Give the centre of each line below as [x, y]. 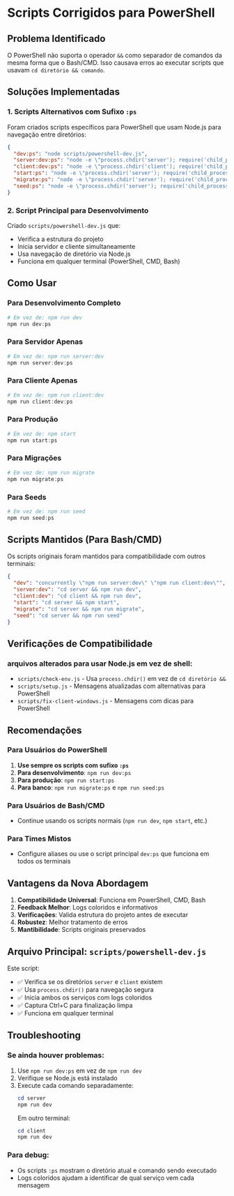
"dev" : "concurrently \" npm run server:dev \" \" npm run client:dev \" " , [120, 583]
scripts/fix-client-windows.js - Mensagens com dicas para [105, 701]
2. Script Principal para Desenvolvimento [78, 210]
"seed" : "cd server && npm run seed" [68, 615]
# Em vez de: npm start [42, 434]
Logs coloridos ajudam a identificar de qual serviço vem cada [106, 1178]
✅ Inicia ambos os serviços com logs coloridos [84, 997]
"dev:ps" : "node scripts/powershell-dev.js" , [81, 154]
